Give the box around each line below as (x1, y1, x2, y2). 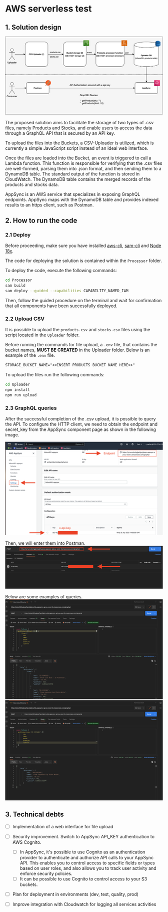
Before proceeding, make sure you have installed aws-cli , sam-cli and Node (5, 243, 161, 249)
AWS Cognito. (12, 839, 41, 845)
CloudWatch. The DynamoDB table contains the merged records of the (5, 176, 151, 182)
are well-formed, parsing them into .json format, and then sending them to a (5, 165, 161, 171)
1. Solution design (5, 23, 61, 32)
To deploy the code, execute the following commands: (5, 268, 117, 274)
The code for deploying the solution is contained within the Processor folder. (5, 258, 162, 264)
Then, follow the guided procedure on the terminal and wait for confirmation (5, 297, 162, 303)
